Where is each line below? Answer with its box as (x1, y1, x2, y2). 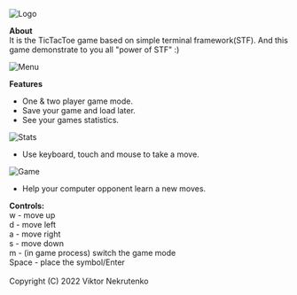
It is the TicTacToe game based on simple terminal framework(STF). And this (9, 35, 288, 45)
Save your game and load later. (21, 105, 136, 115)
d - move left (9, 220, 56, 229)
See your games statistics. (21, 115, 120, 125)
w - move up (9, 210, 56, 221)
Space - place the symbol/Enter (9, 257, 126, 268)
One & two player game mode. (21, 96, 133, 106)
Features (9, 79, 43, 89)
